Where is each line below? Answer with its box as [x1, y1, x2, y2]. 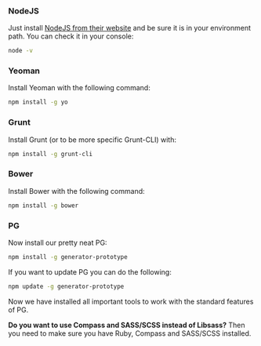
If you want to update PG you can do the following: [8, 267, 172, 276]
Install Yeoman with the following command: [8, 83, 150, 93]
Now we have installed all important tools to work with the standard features [8, 297, 254, 306]
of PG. [8, 304, 29, 315]
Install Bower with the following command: [8, 186, 145, 195]
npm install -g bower [8, 202, 79, 209]
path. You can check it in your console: [8, 31, 134, 41]
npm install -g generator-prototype [8, 253, 128, 260]
